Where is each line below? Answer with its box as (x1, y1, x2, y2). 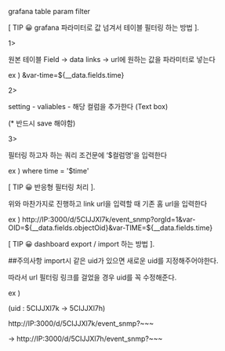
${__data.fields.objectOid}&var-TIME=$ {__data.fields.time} (24, 223, 213, 232)
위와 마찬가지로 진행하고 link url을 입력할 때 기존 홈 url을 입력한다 (8, 199, 208, 208)
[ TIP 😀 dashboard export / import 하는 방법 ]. (8, 239, 155, 248)
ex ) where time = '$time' (8, 166, 89, 175)
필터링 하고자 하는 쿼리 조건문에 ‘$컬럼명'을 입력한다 (8, 151, 167, 159)
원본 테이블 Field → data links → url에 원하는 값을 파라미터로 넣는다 (8, 55, 216, 64)
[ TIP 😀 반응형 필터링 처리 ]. (8, 182, 96, 192)
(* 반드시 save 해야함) (8, 119, 76, 128)
